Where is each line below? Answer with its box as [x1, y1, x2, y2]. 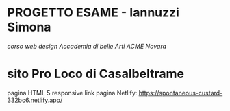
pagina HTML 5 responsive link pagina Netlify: [7, 88, 138, 97]
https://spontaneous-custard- [138, 88, 223, 97]
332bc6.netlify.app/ [7, 96, 63, 104]
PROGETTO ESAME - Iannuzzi [7, 5, 180, 21]
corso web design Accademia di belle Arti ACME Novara [7, 42, 166, 50]
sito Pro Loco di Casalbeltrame [7, 66, 185, 82]
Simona [7, 19, 51, 35]
